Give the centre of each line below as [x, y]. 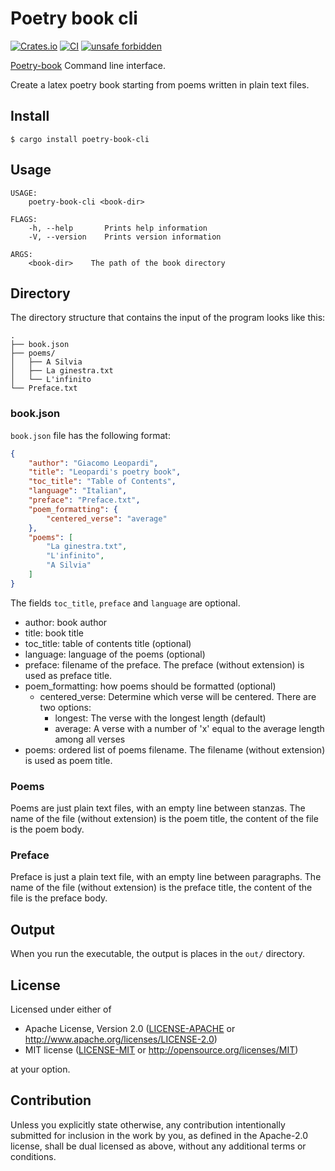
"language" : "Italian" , [78, 491]
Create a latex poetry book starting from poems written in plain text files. [160, 84]
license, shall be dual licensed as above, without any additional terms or [158, 1146]
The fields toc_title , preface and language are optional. [125, 603]
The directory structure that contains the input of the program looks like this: [168, 318]
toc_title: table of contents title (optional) [108, 643]
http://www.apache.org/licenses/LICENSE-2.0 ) [121, 1039]
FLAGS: [24, 219]
